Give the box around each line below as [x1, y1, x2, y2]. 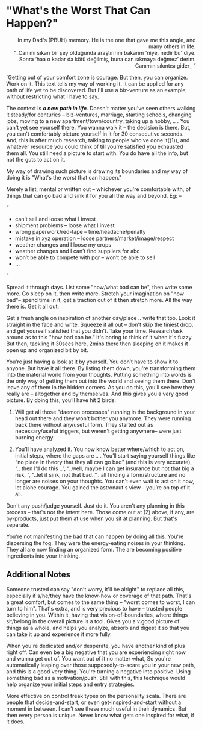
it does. [6, 718, 25, 725]
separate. [6, 521, 30, 528]
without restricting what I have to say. [6, 93, 99, 100]
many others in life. [148, 43, 196, 50]
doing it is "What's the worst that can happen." [6, 174, 122, 181]
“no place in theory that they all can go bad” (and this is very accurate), [14, 458, 192, 465]
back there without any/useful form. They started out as [14, 421, 153, 428]
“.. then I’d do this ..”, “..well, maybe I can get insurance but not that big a [14, 465, 194, 472]
